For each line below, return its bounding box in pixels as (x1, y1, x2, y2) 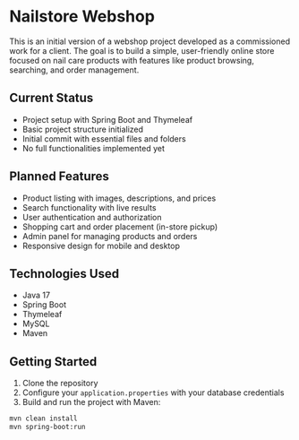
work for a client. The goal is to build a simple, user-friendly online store (9, 45, 275, 56)
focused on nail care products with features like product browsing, (9, 55, 255, 65)
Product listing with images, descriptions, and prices (21, 193, 217, 203)
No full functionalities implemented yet (21, 142, 166, 153)
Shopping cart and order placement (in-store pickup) (21, 221, 218, 232)
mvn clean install (9, 414, 78, 423)
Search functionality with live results (21, 202, 157, 212)
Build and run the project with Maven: (21, 397, 161, 408)
